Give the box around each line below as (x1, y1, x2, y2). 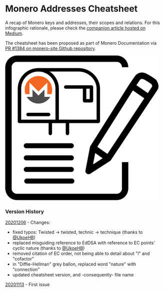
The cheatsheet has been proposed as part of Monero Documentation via (5, 40, 157, 46)
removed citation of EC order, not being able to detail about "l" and (12, 250, 150, 256)
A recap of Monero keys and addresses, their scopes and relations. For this (5, 20, 160, 26)
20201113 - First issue (5, 281, 50, 287)
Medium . (5, 30, 23, 36)
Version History (5, 208, 44, 215)
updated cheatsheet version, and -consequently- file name (12, 272, 134, 278)
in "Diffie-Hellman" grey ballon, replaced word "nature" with (12, 261, 136, 267)
